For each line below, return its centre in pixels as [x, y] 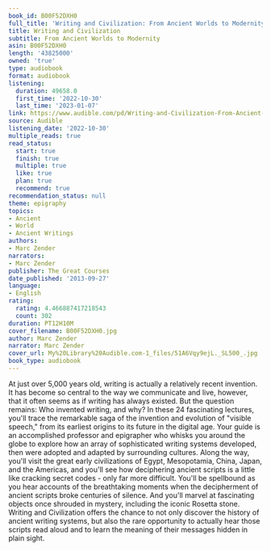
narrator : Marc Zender [46, 346]
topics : [21, 211]
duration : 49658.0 [47, 91]
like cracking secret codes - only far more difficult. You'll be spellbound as [132, 478]
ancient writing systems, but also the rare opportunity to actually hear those [134, 520]
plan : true [34, 181]
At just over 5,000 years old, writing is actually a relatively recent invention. [133, 383]
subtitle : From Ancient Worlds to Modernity [84, 38]
